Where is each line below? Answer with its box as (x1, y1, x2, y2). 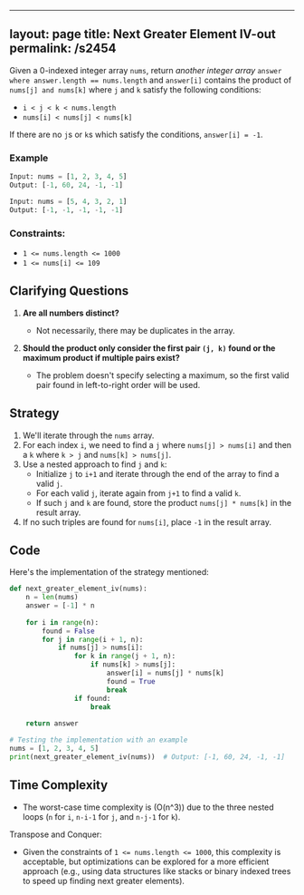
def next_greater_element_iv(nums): (9, 584, 147, 594)
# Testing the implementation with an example (9, 735, 188, 744)
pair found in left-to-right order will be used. (35, 379, 201, 390)
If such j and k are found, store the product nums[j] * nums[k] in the (35, 497, 292, 508)
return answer (25, 719, 79, 728)
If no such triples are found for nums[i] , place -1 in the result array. (22, 516, 271, 527)
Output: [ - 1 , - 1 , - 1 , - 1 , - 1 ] (9, 205, 124, 214)
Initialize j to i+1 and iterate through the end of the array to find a (35, 468, 280, 479)
